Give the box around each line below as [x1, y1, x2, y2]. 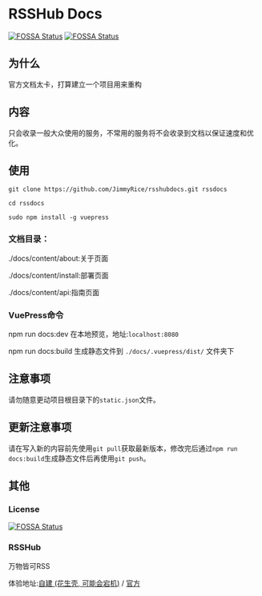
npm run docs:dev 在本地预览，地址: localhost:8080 [8, 329, 179, 339]
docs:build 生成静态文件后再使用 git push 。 [8, 453, 151, 463]
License [8, 503, 40, 514]
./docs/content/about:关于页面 [8, 253, 109, 263]
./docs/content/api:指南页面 [8, 287, 100, 297]
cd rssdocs [8, 200, 45, 208]
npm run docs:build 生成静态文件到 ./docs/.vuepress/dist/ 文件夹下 [8, 346, 235, 355]
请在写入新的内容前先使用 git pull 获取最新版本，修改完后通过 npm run [8, 443, 238, 453]
